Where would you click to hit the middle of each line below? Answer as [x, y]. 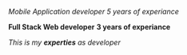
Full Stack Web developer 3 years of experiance [90, 27]
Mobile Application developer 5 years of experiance [94, 12]
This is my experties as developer [65, 42]
